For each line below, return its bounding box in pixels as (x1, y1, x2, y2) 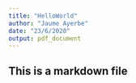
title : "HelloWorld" (8, 11, 79, 20)
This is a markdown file (8, 64, 128, 77)
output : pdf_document (8, 34, 82, 43)
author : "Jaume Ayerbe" (8, 19, 89, 27)
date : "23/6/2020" (8, 27, 70, 35)
